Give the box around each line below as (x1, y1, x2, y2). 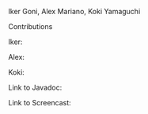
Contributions (8, 22, 53, 31)
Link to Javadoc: (8, 83, 63, 92)
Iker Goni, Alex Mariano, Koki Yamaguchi (8, 7, 141, 16)
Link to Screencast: (8, 98, 71, 107)
